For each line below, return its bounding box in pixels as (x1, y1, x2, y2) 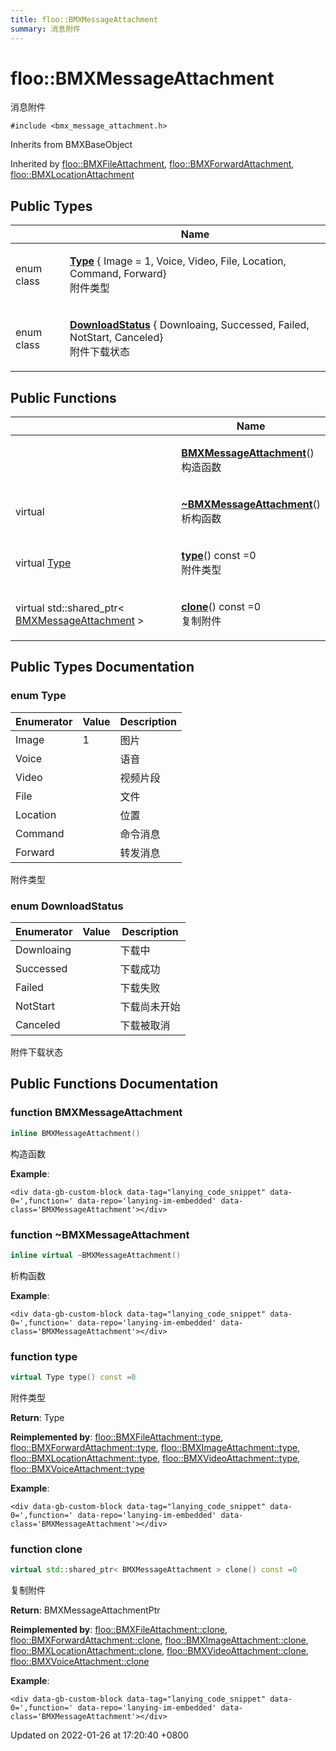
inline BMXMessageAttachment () (10, 1128, 141, 1138)
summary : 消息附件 (10, 24, 82, 34)
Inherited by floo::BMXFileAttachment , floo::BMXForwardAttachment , (10, 158, 295, 170)
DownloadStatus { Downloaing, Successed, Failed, (69, 318, 310, 332)
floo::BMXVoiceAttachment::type (10, 1462, 145, 1475)
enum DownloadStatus (10, 899, 124, 913)
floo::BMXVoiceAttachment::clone (10, 1656, 150, 1668)
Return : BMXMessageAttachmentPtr (10, 1604, 161, 1616)
